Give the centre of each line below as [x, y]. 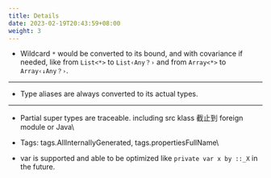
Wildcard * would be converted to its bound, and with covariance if [131, 54]
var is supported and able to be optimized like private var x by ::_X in [139, 159]
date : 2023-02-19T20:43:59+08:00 [65, 23]
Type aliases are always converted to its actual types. [109, 94]
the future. [38, 167]
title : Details [34, 16]
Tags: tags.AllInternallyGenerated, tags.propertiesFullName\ [119, 143]
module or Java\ [47, 127]
